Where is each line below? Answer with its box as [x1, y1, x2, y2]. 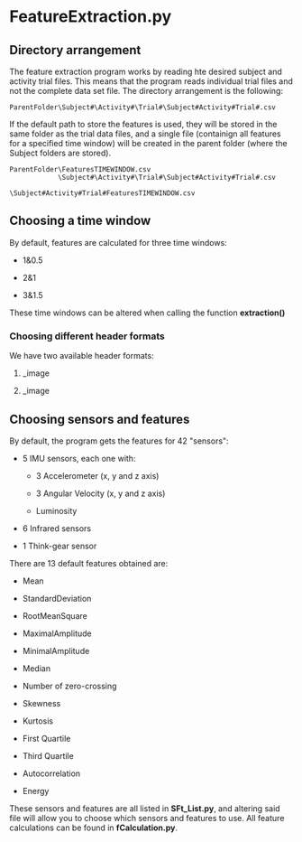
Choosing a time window [9, 213, 151, 229]
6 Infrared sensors [22, 522, 92, 534]
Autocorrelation [22, 768, 81, 779]
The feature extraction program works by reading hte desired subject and [9, 66, 282, 77]
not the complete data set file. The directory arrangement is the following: [9, 86, 284, 96]
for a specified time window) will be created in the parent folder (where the [9, 138, 288, 148]
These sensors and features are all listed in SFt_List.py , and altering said [9, 802, 281, 814]
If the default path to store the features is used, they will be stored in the [9, 119, 278, 129]
